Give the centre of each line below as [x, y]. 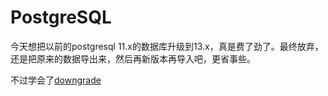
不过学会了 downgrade [56, 80]
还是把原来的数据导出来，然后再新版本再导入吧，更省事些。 [133, 58]
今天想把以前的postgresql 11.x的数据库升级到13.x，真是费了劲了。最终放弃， [167, 46]
